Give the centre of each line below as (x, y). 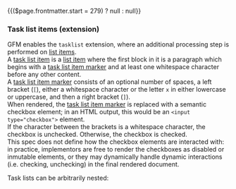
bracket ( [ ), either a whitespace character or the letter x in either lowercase (117, 90)
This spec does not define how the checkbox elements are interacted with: (116, 142)
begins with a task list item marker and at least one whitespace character (113, 67)
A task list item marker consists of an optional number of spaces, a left (110, 82)
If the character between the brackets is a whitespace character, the (106, 127)
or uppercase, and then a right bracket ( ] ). (69, 97)
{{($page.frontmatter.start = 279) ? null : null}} (74, 11)
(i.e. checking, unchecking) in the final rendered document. (93, 164)
